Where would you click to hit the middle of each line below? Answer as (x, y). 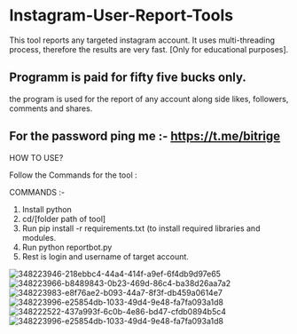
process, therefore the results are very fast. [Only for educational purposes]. (149, 49)
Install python (47, 209)
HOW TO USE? (36, 157)
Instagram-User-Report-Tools (121, 16)
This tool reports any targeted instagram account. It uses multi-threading (142, 40)
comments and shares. (51, 108)
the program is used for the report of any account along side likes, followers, (149, 99)
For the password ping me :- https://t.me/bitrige (145, 136)
